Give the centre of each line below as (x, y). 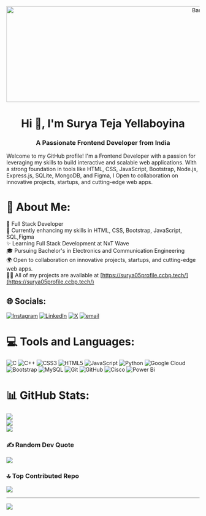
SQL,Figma (21, 237)
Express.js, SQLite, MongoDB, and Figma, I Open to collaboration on (92, 175)
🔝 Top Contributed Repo (43, 476)
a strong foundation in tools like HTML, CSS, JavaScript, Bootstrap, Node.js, (102, 169)
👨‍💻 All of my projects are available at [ (54, 275)
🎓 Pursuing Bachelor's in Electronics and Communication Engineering (96, 251)
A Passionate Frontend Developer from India (103, 143)
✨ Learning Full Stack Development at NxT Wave (68, 244)
